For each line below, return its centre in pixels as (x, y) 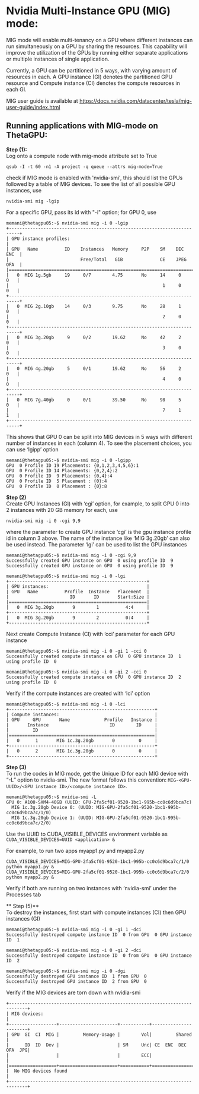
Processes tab (24, 894)
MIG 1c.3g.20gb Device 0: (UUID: (53, 807)
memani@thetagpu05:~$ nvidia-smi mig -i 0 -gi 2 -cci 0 (76, 672)
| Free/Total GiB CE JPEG (96, 260)
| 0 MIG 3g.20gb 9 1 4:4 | (78, 607)
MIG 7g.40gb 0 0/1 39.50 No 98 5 (103, 400)
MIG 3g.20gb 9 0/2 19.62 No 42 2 (103, 337)
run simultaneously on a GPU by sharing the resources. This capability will (97, 46)
